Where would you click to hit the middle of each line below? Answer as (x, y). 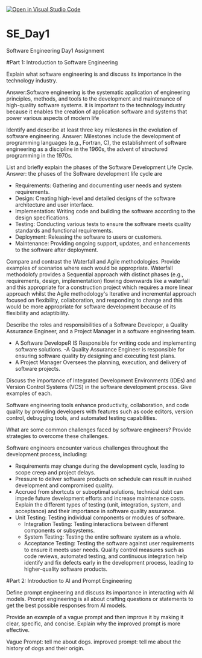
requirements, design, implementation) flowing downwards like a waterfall (98, 281)
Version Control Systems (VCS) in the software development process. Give (99, 387)
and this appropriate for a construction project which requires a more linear (99, 287)
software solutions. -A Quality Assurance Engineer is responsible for (100, 349)
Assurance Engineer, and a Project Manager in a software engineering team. (101, 331)
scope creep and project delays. (55, 472)
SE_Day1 (28, 34)
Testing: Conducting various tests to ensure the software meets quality (103, 224)
